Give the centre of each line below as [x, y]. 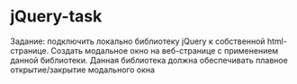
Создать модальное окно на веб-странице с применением [165, 50]
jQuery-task [56, 17]
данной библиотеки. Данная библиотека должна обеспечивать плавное [149, 60]
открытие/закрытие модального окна [83, 70]
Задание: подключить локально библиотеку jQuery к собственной [138, 41]
